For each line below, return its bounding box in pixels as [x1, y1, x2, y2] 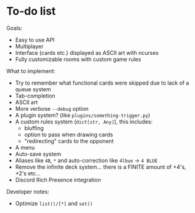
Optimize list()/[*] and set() [15, 200, 93, 207]
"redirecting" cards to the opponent [24, 137, 114, 144]
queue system [15, 85, 51, 93]
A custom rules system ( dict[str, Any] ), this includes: [15, 117, 153, 125]
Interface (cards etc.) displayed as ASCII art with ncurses [15, 49, 159, 56]
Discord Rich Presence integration [15, 176, 101, 183]
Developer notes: [6, 187, 50, 195]
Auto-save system [15, 150, 62, 158]
